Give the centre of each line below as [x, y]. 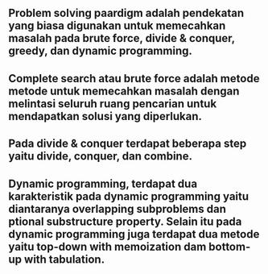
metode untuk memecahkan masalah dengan [124, 91]
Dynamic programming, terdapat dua [103, 183]
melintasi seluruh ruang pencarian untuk [113, 104]
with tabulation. [64, 259]
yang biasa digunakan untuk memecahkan [117, 26]
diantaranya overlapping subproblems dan [118, 209]
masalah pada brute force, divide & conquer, [122, 38]
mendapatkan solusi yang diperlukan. [105, 116]
